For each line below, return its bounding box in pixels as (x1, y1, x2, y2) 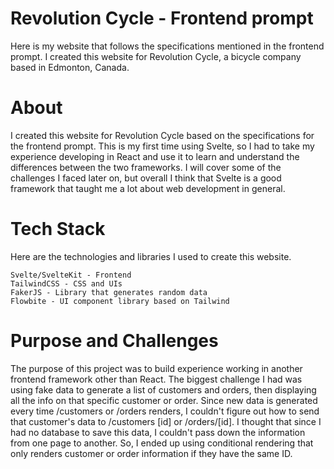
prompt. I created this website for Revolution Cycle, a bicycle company (10, 50, 302, 62)
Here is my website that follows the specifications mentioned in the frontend (10, 40, 325, 52)
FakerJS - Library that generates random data (10, 287, 208, 297)
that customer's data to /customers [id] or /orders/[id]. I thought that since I (10, 415, 322, 427)
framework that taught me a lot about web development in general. (10, 182, 286, 194)
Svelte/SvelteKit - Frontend (10, 270, 132, 280)
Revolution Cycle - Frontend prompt (10, 7, 314, 30)
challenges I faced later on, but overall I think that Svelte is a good (10, 172, 282, 184)
